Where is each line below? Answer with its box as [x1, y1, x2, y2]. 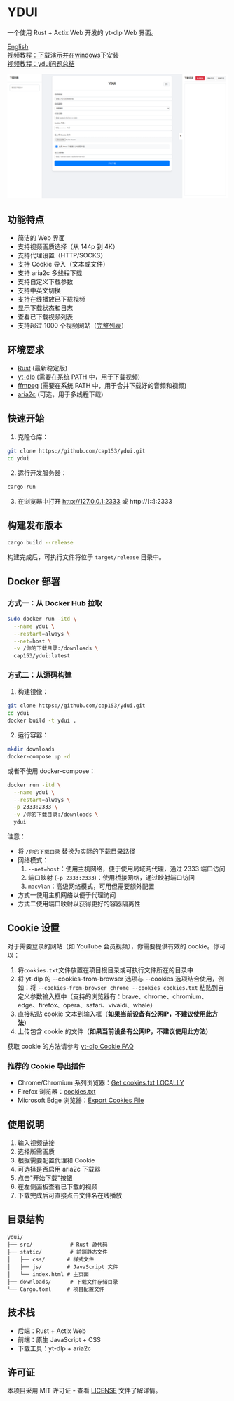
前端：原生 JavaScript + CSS [17, 1335, 102, 1343]
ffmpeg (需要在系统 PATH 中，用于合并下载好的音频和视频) [17, 382, 187, 390]
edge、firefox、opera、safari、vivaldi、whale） [17, 1000, 157, 1009]
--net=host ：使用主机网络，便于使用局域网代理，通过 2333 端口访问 [27, 864, 226, 873]
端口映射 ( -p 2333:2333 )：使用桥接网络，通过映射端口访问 [27, 873, 195, 882]
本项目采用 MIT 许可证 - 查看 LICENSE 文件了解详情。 [7, 1386, 162, 1395]
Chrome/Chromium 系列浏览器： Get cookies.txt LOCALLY [17, 1078, 184, 1087]
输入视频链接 [17, 1138, 55, 1147]
